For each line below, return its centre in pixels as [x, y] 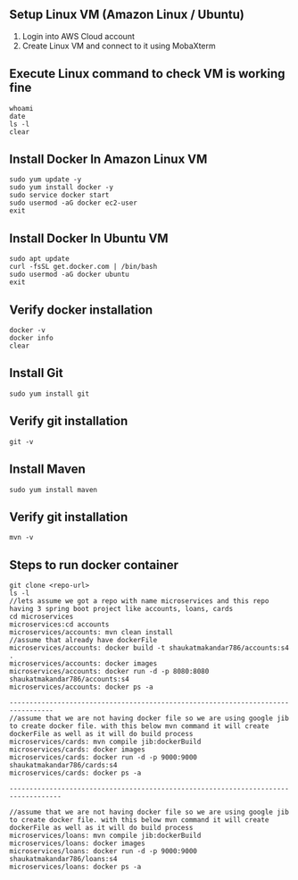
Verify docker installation [81, 310]
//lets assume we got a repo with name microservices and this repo [139, 601]
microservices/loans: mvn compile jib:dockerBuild [105, 836]
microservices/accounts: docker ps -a [81, 687]
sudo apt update [39, 259]
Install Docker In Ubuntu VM [89, 238]
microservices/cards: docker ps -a [75, 773]
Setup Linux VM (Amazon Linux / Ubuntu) [127, 15]
